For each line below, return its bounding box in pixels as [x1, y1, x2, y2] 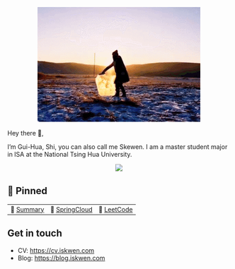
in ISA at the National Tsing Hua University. [7, 150, 132, 158]
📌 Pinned [7, 185, 47, 197]
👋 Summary [10, 205, 45, 213]
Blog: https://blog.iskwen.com [17, 253, 105, 262]
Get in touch [7, 227, 62, 239]
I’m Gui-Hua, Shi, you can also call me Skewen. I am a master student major [7, 143, 228, 151]
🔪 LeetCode [98, 205, 133, 213]
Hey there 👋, [7, 129, 44, 137]
